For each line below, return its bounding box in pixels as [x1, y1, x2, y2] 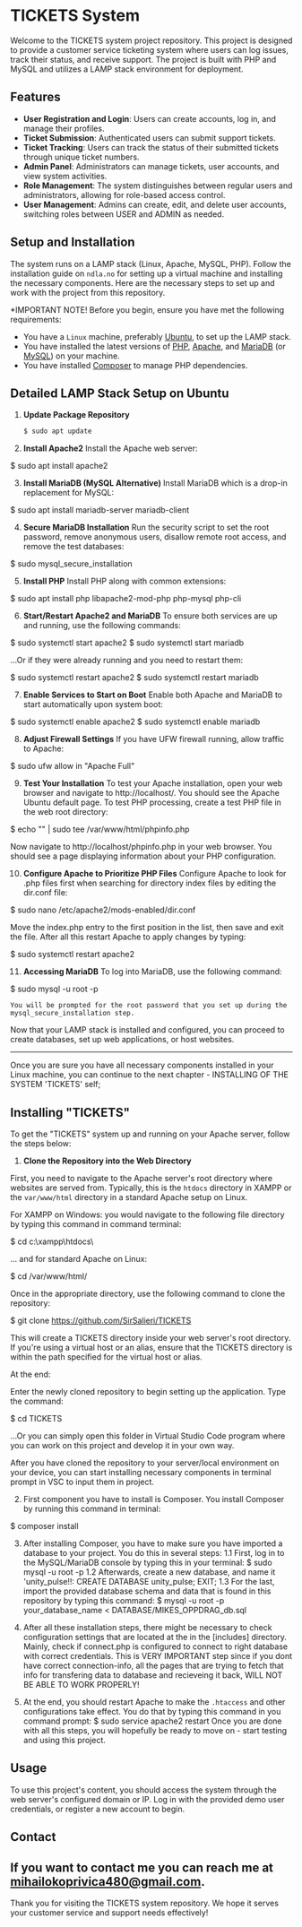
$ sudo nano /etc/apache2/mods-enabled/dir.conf [10, 904, 196, 915]
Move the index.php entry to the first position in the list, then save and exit [10, 922, 285, 933]
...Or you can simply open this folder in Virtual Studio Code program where [10, 1430, 286, 1441]
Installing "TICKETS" [10, 1104, 131, 1120]
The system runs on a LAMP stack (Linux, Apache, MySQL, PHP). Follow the [10, 258, 292, 269]
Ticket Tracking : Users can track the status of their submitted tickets [22, 142, 279, 152]
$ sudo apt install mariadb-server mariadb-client [10, 505, 190, 515]
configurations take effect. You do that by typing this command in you [22, 1707, 281, 1717]
